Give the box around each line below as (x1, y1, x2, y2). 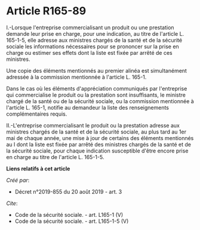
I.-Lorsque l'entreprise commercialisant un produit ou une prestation (6, 24, 174, 31)
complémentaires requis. (6, 110, 67, 117)
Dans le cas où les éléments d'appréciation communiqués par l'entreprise (6, 85, 187, 92)
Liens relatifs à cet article (6, 165, 70, 172)
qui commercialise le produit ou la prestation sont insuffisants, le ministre (6, 91, 186, 98)
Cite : (6, 200, 18, 207)
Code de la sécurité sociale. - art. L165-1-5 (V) (14, 217, 129, 225)
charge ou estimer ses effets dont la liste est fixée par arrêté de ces (6, 49, 173, 56)
